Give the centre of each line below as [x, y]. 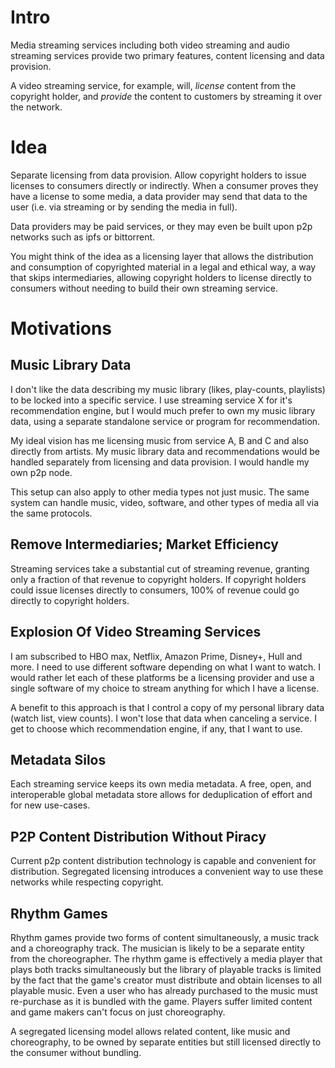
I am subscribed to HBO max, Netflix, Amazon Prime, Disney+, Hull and [156, 656]
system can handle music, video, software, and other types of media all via [164, 502]
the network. [36, 107]
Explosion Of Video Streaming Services [136, 632]
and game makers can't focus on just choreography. [118, 1012]
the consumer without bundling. [76, 1052]
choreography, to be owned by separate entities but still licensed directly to [166, 1042]
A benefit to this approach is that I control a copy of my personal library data [167, 707]
